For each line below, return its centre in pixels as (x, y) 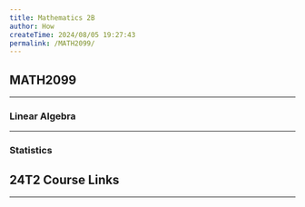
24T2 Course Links (64, 179)
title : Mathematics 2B (52, 18)
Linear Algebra (43, 116)
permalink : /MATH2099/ (52, 43)
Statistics (31, 151)
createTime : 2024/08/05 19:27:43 (73, 34)
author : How (32, 26)
